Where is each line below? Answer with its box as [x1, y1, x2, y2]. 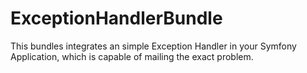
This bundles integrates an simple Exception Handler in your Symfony [10, 40, 297, 52]
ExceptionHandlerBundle [10, 7, 223, 30]
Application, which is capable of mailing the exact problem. [10, 50, 254, 62]
